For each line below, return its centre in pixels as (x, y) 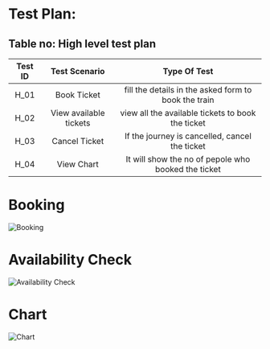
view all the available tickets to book (188, 113)
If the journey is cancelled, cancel (188, 136)
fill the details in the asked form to (188, 90)
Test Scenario (78, 71)
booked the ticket (188, 169)
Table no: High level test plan (82, 44)
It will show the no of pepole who (188, 159)
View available (78, 113)
